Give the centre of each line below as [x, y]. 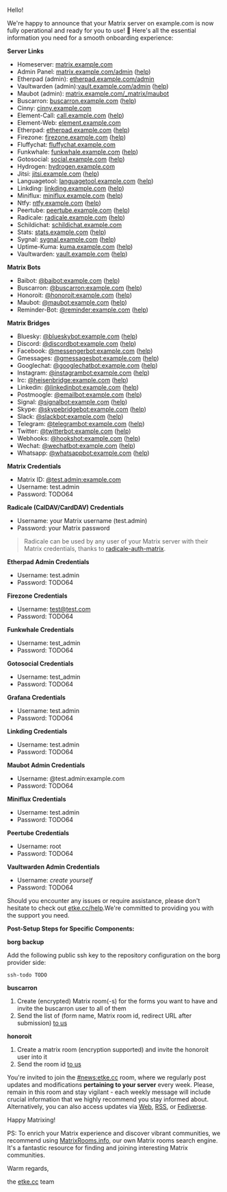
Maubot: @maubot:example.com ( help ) [72, 302]
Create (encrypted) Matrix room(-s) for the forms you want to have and [117, 1001]
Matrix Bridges [28, 323]
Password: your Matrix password [64, 528]
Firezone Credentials [37, 596]
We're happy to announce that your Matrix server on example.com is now [110, 23]
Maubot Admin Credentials [46, 765]
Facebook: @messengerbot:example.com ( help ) [85, 351]
